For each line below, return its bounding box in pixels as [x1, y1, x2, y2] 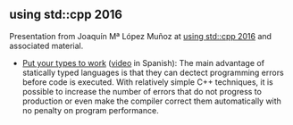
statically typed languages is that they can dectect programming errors [21, 67, 284, 78]
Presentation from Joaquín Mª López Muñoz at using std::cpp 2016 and [9, 30, 272, 41]
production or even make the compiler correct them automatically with [21, 96, 281, 106]
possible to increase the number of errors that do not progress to [21, 86, 262, 96]
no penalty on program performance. [21, 104, 159, 115]
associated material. [9, 40, 84, 51]
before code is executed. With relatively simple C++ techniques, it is [21, 76, 274, 87]
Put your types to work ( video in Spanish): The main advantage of [21, 57, 265, 68]
